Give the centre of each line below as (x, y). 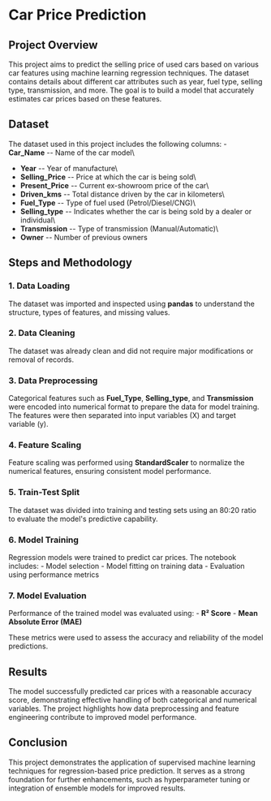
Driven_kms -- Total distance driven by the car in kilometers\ (122, 194)
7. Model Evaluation (47, 596)
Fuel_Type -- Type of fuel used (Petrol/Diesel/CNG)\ (108, 202)
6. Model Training (44, 540)
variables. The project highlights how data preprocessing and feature (124, 708)
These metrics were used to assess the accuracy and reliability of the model (136, 638)
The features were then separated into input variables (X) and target (123, 416)
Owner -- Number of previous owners (84, 237)
